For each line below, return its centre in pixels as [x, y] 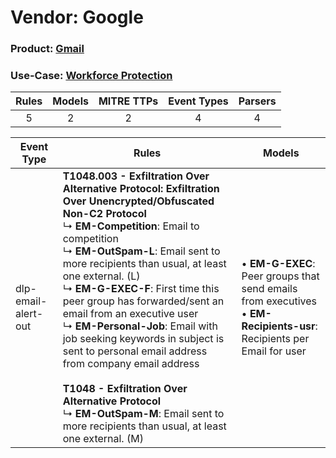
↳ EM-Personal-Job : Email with [140, 326]
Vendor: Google [77, 17]
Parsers [257, 101]
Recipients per [275, 339]
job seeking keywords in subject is [143, 339]
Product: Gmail [47, 49]
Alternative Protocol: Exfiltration [141, 189]
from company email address [131, 364]
